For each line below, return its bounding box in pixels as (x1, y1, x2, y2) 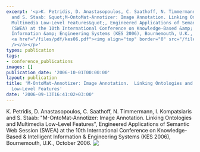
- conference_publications (6, 58, 73, 64)
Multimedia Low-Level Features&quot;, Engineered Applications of (11, 20, 180, 26)
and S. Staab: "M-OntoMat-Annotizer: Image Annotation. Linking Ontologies (6, 114, 192, 121)
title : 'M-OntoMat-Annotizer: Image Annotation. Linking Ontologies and (6, 81, 193, 87)
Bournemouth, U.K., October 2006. (6, 139, 92, 146)
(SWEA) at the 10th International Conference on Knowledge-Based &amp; (11, 25, 193, 31)
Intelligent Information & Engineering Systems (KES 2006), (27, 133, 171, 140)
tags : (6, 53, 20, 59)
